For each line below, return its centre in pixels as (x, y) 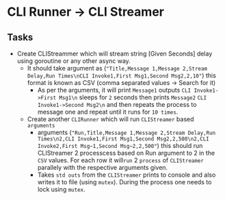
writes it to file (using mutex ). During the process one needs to (124, 182)
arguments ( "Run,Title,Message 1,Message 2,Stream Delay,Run (127, 132)
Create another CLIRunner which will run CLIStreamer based (110, 119)
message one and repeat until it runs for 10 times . (108, 112)
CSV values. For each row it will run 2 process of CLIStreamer (120, 160)
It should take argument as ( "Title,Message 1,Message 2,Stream (117, 68)
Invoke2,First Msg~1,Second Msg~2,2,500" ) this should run (120, 146)
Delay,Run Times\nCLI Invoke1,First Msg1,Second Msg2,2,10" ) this (122, 75)
